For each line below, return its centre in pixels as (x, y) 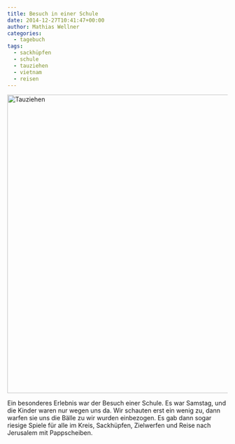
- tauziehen (31, 66)
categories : (24, 33)
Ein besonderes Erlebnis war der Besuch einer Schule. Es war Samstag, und (116, 403)
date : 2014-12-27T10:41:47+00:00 (56, 20)
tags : (15, 46)
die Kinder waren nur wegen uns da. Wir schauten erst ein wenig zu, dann (114, 410)
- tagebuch (29, 40)
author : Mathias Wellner (43, 27)
